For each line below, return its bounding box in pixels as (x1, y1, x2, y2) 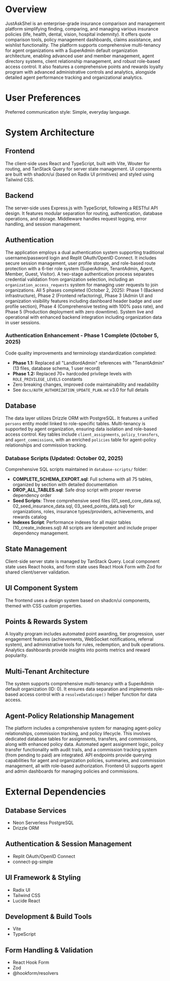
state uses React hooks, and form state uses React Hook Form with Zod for (5, 563, 162, 569)
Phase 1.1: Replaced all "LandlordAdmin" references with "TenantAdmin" (12, 360, 165, 366)
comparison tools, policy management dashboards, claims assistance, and (5, 37, 161, 43)
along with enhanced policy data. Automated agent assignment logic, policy (5, 741, 164, 747)
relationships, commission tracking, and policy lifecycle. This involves (5, 730, 151, 736)
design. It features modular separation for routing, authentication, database (5, 210, 162, 216)
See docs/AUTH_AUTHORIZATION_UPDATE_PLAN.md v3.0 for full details (12, 387, 149, 393)
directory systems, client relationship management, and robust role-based (5, 58, 160, 64)
